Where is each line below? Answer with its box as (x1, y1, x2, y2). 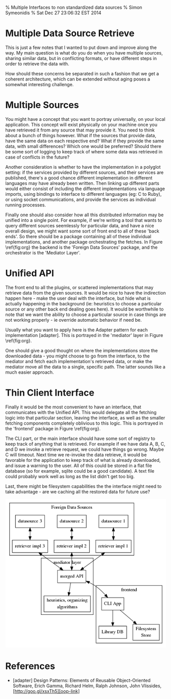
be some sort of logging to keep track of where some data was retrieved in (5, 148, 163, 154)
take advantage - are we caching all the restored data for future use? (5, 488, 151, 495)
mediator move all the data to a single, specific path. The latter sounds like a (5, 364, 166, 370)
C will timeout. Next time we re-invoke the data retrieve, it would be (5, 451, 147, 458)
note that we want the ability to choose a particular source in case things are (5, 311, 166, 318)
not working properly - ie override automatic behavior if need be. (5, 317, 142, 323)
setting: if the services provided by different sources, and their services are (5, 169, 164, 175)
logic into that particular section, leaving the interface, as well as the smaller (5, 415, 165, 421)
